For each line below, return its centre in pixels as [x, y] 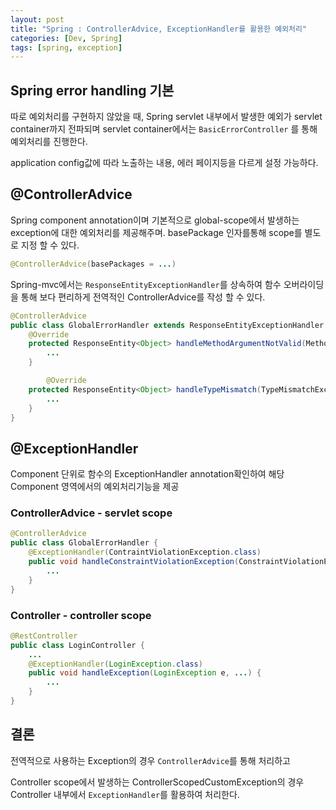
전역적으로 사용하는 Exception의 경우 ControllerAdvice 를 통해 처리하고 [151, 760]
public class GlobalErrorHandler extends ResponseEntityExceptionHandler [167, 325]
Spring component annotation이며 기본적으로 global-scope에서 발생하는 [155, 220]
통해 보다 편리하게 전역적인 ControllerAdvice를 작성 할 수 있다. [143, 297]
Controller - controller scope [81, 615]
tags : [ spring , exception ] [66, 47]
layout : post [37, 19]
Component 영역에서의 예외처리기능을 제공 [95, 487]
